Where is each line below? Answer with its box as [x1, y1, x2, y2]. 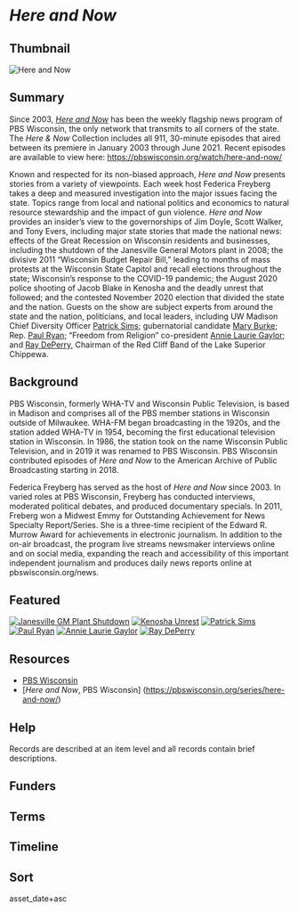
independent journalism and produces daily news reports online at [9, 558, 252, 568]
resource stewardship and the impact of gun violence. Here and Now [9, 207, 262, 217]
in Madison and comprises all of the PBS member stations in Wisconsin [9, 407, 270, 419]
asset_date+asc [9, 893, 68, 904]
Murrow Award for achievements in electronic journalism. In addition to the [9, 529, 283, 540]
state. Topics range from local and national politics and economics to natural [9, 197, 289, 208]
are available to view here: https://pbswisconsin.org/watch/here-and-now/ [9, 151, 283, 162]
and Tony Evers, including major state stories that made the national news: [9, 225, 282, 236]
